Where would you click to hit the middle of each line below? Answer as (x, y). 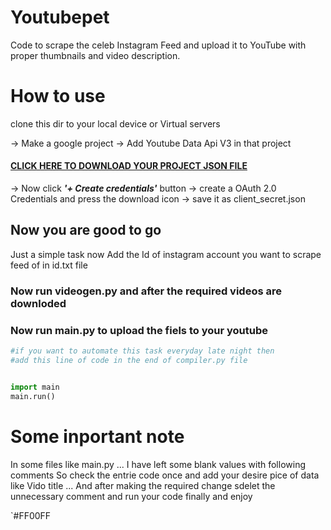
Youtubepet (60, 17)
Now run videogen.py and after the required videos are (146, 291)
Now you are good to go (86, 230)
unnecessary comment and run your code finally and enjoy (131, 496)
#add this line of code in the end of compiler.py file (129, 360)
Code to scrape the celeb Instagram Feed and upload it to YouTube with (158, 45)
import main (35, 387)
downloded (38, 303)
